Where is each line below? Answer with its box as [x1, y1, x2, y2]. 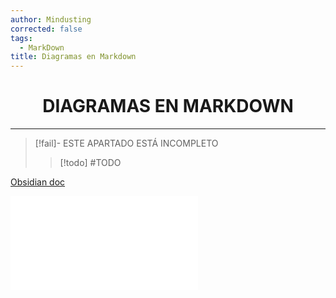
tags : [10, 33, 33, 43]
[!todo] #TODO [59, 157, 122, 169]
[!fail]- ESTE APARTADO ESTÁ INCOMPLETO [34, 137, 219, 150]
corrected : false [10, 24, 83, 34]
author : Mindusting [10, 14, 92, 25]
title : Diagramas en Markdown [10, 52, 137, 62]
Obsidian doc [10, 176, 66, 188]
